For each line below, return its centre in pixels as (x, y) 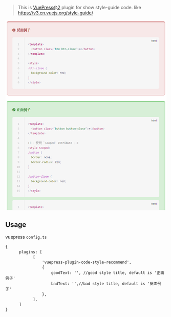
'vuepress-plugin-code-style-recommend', (87, 262)
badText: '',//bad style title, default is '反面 (104, 284)
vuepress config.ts (26, 237)
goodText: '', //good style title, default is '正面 (108, 273)
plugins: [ (30, 252)
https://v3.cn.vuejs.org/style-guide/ (56, 13)
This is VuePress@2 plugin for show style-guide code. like (80, 7)
